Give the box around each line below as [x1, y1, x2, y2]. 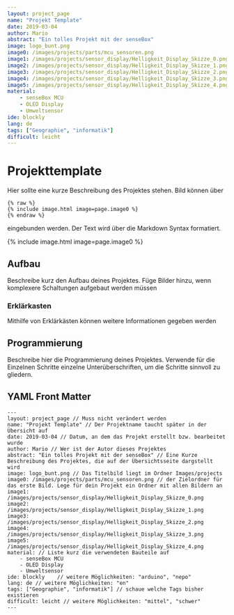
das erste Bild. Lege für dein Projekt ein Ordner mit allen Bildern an [7, 482, 223, 489]
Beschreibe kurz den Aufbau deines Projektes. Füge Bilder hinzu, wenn [7, 277, 211, 284]
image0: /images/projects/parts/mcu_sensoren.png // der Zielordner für [7, 476, 223, 483]
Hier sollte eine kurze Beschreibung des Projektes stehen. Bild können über [7, 186, 224, 195]
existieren [7, 591, 39, 599]
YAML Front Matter [7, 391, 92, 403]
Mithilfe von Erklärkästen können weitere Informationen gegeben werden [7, 317, 217, 325]
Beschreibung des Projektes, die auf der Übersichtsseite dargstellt [7, 458, 214, 465]
